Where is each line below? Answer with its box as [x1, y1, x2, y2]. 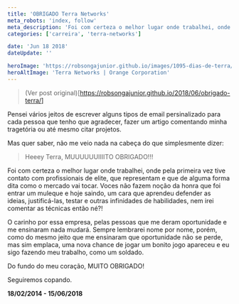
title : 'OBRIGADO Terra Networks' [7, 10, 110, 18]
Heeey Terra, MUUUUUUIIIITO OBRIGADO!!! [24, 152, 154, 161]
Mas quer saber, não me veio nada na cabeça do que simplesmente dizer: [7, 139, 224, 147]
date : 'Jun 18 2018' [7, 43, 69, 50]
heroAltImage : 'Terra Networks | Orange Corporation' [7, 69, 171, 76]
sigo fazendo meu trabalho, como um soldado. [7, 248, 144, 256]
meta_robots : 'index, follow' [7, 17, 97, 24]
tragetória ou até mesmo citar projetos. [7, 125, 122, 134]
